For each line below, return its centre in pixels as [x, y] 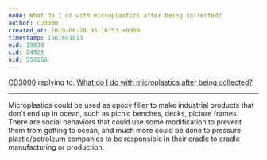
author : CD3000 [33, 23]
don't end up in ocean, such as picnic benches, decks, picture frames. [124, 113]
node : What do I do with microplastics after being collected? [115, 15]
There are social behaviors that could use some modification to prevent [125, 122]
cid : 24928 [26, 52]
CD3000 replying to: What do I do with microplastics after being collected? [130, 82]
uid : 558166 [28, 60]
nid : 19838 [26, 45]
